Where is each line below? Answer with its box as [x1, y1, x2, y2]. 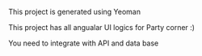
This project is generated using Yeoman [8, 7, 141, 16]
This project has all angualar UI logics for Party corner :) [8, 23, 196, 32]
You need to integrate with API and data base [8, 38, 159, 48]
